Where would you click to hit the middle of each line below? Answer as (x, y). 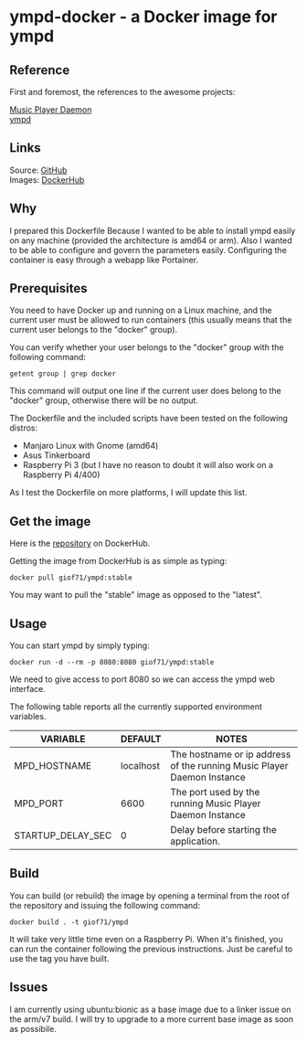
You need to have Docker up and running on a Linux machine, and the (141, 310)
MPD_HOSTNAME (53, 766)
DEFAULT (141, 740)
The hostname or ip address (231, 754)
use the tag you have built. (59, 958)
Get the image (50, 521)
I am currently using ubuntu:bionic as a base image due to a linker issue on (150, 1009)
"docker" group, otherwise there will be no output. (104, 400)
